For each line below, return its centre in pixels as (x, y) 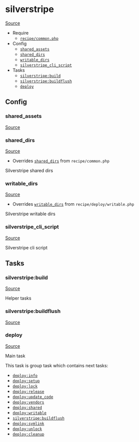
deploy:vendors (28, 402)
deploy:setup (26, 381)
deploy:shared (27, 407)
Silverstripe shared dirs (29, 170)
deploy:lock (25, 386)
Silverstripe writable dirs (30, 214)
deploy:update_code (33, 397)
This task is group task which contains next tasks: (57, 365)
